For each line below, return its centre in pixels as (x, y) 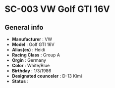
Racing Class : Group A (36, 55)
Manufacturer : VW (32, 39)
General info (24, 27)
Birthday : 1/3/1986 (31, 71)
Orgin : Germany (29, 60)
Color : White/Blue (31, 66)
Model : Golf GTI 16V (33, 44)
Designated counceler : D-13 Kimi (47, 76)
